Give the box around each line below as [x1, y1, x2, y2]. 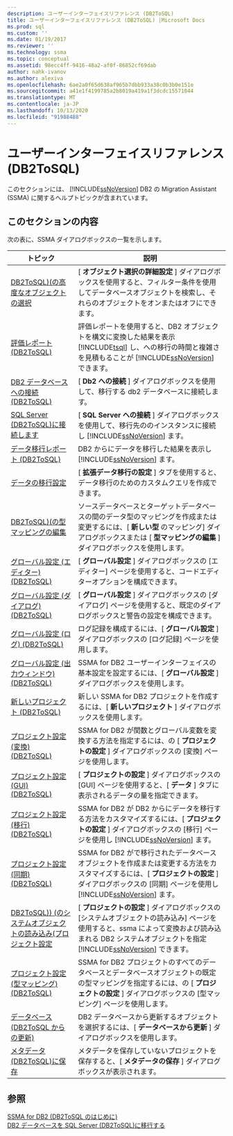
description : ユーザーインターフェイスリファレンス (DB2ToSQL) [7, 10, 175, 17]
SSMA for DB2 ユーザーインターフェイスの [78, 658, 216, 668]
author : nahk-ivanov [7, 68, 67, 75]
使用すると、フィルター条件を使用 [105, 277, 216, 287]
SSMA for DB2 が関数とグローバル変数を [78, 725, 210, 735]
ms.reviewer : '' [7, 42, 54, 49]
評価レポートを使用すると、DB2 [78, 322, 182, 331]
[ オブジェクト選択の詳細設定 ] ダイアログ [78, 267, 214, 277]
